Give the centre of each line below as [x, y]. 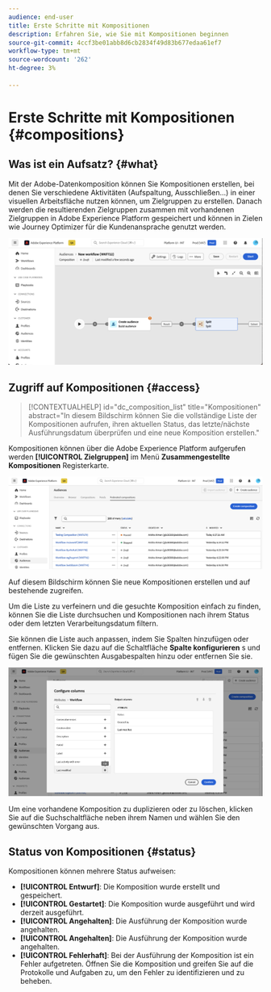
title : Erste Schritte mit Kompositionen [79, 25]
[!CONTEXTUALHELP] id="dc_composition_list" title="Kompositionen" [144, 407]
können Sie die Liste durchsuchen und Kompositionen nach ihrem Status [129, 614]
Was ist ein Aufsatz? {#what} [83, 164]
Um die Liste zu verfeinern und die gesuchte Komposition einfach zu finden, [135, 606]
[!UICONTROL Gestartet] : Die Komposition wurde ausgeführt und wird [138, 904]
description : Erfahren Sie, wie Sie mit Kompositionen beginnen [119, 34]
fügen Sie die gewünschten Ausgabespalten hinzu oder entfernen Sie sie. [131, 656]
